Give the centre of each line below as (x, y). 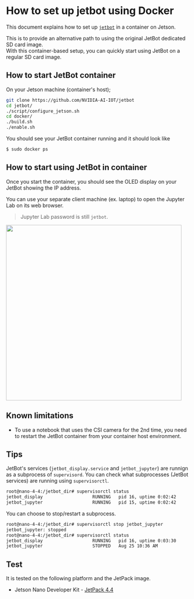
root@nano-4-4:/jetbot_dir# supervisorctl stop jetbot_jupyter (85, 524)
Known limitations (40, 416)
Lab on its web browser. (35, 205)
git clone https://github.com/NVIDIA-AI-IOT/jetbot (70, 100)
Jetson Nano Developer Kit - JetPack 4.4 (64, 590)
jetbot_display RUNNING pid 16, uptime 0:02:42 (91, 497)
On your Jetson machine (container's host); (58, 89)
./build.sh (19, 122)
